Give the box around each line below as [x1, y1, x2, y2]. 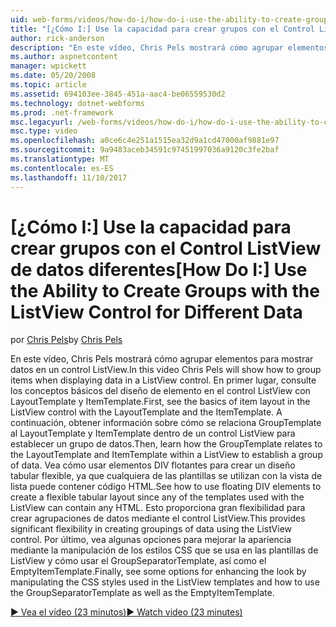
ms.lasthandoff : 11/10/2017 [10, 172, 128, 183]
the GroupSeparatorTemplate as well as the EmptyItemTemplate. [10, 587, 275, 599]
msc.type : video [10, 126, 78, 136]
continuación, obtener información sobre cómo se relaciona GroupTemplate [10, 417, 322, 429]
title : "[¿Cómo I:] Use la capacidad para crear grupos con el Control [10, 24, 315, 34]
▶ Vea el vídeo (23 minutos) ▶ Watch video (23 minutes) [10, 606, 243, 618]
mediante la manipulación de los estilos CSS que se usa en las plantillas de [10, 544, 319, 556]
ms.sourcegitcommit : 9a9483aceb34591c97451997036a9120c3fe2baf [10, 145, 280, 155]
